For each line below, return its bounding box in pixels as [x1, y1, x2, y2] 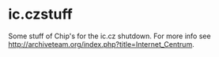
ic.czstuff [8, 5, 73, 23]
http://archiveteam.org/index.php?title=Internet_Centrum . [8, 39, 195, 48]
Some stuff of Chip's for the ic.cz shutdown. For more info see [8, 31, 211, 41]
